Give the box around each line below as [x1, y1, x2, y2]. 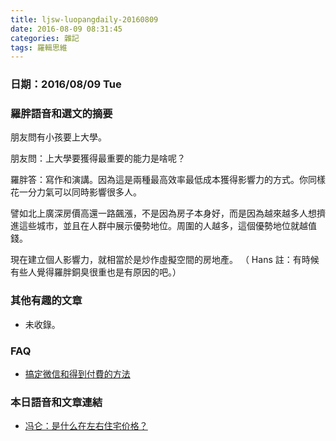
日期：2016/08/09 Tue [10, 77, 122, 91]
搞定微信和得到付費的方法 [24, 368, 131, 380]
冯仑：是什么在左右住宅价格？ [24, 420, 148, 432]
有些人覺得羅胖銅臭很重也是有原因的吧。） [10, 266, 182, 278]
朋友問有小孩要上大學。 [10, 131, 107, 143]
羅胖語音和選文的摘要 [10, 107, 113, 121]
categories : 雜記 [10, 33, 80, 43]
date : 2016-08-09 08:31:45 [10, 24, 123, 34]
